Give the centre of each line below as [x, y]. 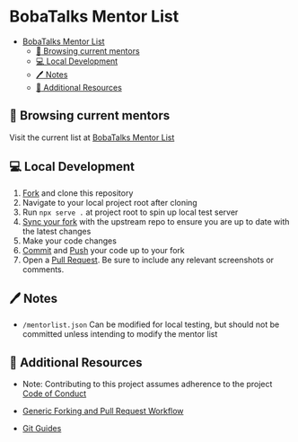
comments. [43, 269]
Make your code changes [69, 241]
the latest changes [57, 231]
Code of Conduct [54, 393]
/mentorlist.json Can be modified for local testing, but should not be [151, 324]
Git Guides [42, 429]
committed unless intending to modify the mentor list [120, 334]
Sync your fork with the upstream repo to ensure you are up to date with [156, 221]
